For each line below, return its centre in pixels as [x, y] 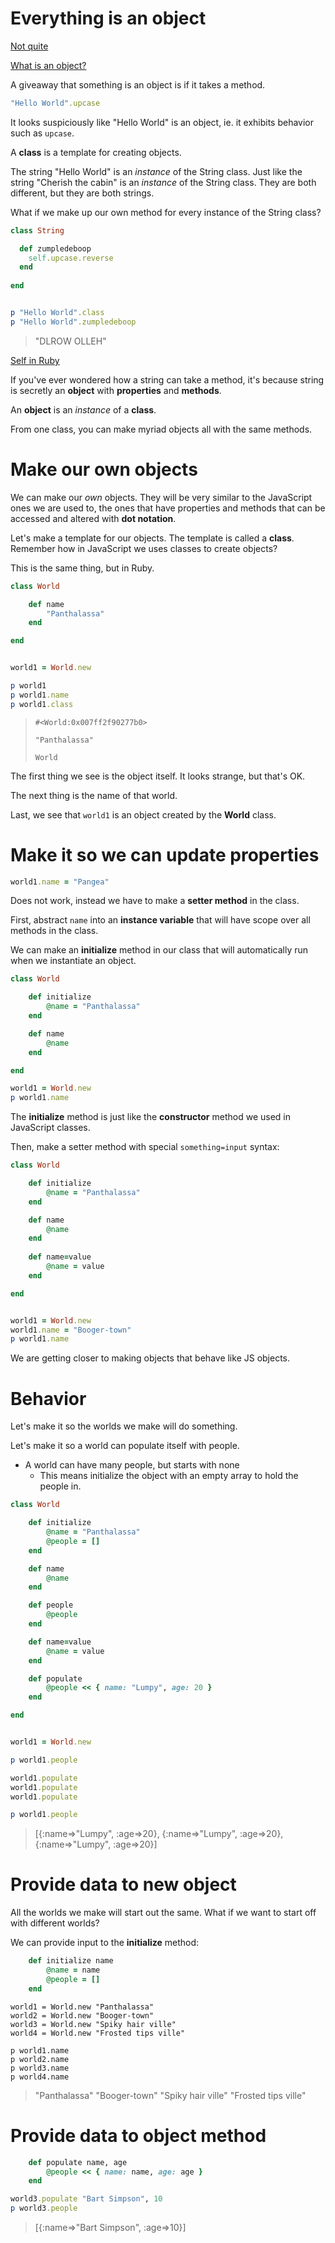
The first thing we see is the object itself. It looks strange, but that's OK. [158, 776]
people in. [60, 1486]
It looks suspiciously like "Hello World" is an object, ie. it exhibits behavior [162, 122]
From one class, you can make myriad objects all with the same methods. [161, 429]
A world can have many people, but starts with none [132, 1465]
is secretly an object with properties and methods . [116, 390]
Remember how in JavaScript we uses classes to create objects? [144, 548]
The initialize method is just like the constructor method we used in [150, 1117]
